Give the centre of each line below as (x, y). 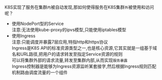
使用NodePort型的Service (38, 24)
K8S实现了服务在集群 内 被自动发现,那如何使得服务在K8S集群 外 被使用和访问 (79, 7)
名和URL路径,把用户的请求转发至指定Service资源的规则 (67, 54)
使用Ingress (23, 36)
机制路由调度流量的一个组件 (40, 72)
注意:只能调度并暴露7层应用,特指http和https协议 (60, 42)
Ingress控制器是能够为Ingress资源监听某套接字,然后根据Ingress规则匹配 (84, 66)
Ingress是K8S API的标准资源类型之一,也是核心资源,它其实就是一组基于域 (84, 48)
